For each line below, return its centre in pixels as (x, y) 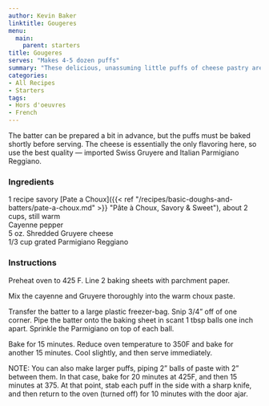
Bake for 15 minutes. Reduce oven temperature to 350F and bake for (121, 344)
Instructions (33, 263)
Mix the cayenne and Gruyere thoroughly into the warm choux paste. (122, 296)
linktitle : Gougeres (43, 23)
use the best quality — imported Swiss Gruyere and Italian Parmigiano (124, 152)
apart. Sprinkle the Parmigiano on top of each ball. (91, 328)
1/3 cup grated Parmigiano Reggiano (68, 242)
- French (23, 113)
